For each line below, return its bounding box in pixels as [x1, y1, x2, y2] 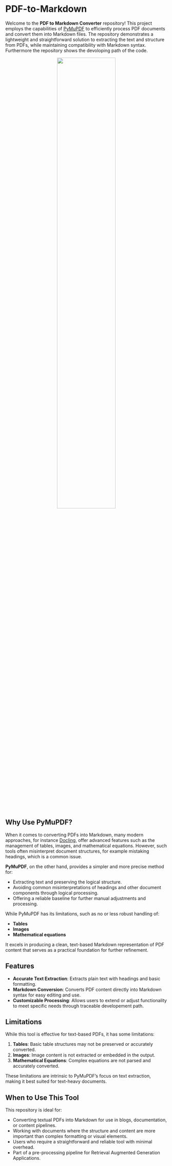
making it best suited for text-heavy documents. [5, 1078, 107, 1084]
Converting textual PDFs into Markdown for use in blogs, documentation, [12, 1117, 167, 1123]
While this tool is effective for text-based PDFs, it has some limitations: [5, 1031, 155, 1038]
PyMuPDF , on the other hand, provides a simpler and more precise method [5, 863, 164, 870]
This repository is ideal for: [5, 1107, 62, 1113]
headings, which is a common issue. [5, 853, 82, 859]
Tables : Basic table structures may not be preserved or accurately [12, 1041, 153, 1047]
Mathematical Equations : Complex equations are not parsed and [12, 1058, 151, 1064]
